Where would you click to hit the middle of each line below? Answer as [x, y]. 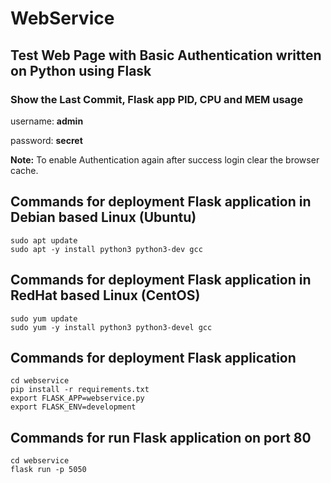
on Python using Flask [81, 70]
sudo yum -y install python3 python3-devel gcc [111, 327]
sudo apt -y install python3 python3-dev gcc [106, 249]
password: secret [46, 140]
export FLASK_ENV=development [73, 407]
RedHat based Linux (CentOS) [105, 295]
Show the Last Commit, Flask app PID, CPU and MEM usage [157, 99]
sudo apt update [44, 240]
